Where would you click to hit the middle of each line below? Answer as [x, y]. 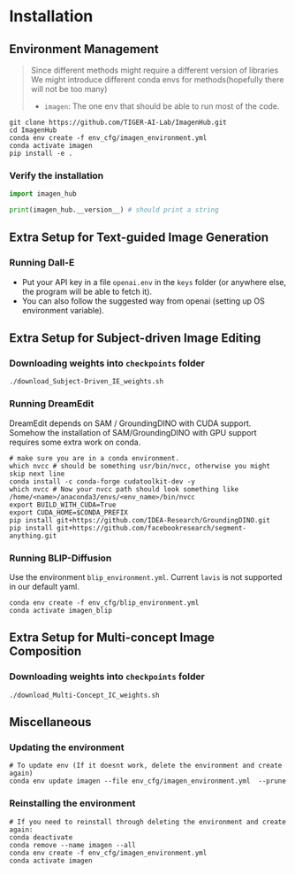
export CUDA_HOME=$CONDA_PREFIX [68, 512]
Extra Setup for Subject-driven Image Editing [135, 338]
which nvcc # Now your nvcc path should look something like [124, 489]
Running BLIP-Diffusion [61, 558]
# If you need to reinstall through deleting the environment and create [148, 822]
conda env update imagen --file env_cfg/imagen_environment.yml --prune [148, 781]
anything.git [33, 536]
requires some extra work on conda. [75, 442]
